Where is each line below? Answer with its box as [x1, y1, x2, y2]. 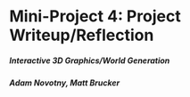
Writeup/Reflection [9, 25, 154, 45]
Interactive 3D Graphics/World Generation [9, 55, 170, 66]
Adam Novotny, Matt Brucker [9, 77, 120, 88]
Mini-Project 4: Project [9, 6, 181, 27]
